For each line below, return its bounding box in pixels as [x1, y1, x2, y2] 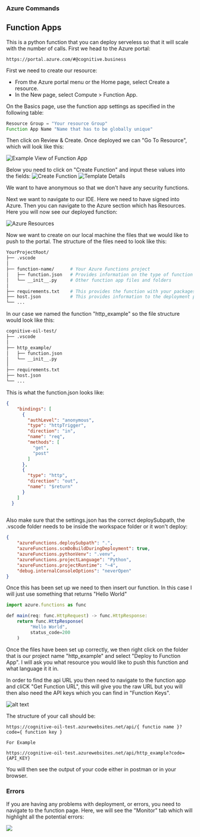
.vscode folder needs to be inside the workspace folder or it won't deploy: [6, 523, 188, 530]
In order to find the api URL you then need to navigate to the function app [6, 676, 186, 684]
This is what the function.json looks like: [6, 389, 105, 396]
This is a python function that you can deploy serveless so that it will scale [6, 38, 189, 45]
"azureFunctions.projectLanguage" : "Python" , [17, 556, 132, 562]
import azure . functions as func [6, 602, 86, 608]
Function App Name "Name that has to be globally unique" [6, 126, 153, 132]
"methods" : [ [27, 439, 60, 445]
